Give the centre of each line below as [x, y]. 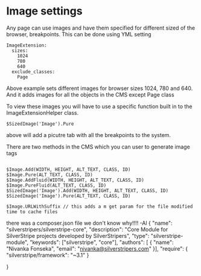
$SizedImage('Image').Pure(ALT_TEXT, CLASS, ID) [69, 196]
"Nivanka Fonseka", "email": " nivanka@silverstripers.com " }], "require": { [97, 248]
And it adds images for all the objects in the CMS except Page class [90, 94]
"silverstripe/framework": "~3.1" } [48, 255]
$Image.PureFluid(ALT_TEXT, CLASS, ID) [56, 185]
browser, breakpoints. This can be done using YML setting [79, 34]
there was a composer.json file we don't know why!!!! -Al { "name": [90, 223]
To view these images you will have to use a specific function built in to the [99, 106]
